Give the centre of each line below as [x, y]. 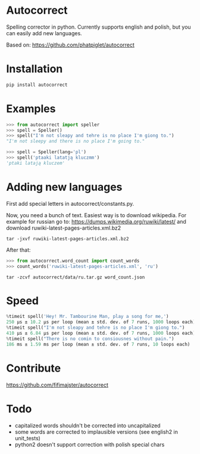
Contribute [34, 368]
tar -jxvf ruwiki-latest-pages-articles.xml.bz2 [68, 239]
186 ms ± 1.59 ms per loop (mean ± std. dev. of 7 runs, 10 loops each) [98, 344]
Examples [31, 109]
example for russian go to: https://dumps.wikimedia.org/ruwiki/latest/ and [96, 221]
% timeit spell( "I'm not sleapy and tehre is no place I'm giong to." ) [96, 328]
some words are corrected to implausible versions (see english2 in [96, 432]
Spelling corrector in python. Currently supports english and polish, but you [99, 27]
